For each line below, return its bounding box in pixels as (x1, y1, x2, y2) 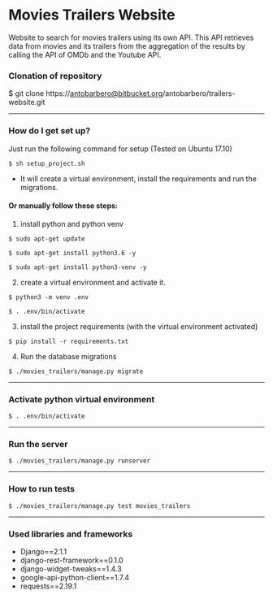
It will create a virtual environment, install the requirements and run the (19, 173, 258, 184)
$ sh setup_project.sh (8, 159, 85, 167)
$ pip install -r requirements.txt (8, 337, 129, 345)
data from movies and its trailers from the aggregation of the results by (8, 41, 245, 50)
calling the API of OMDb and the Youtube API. (8, 50, 162, 59)
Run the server (8, 438, 68, 449)
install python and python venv (19, 219, 124, 228)
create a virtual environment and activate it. (19, 277, 167, 287)
